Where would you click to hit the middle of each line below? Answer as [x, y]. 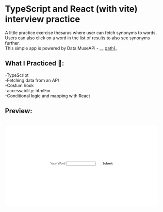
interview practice [43, 19]
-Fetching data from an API [32, 80]
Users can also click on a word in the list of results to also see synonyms [78, 38]
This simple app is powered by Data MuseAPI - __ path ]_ [61, 48]
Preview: [19, 111]
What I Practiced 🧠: [35, 63]
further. [13, 43]
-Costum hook [19, 85]
